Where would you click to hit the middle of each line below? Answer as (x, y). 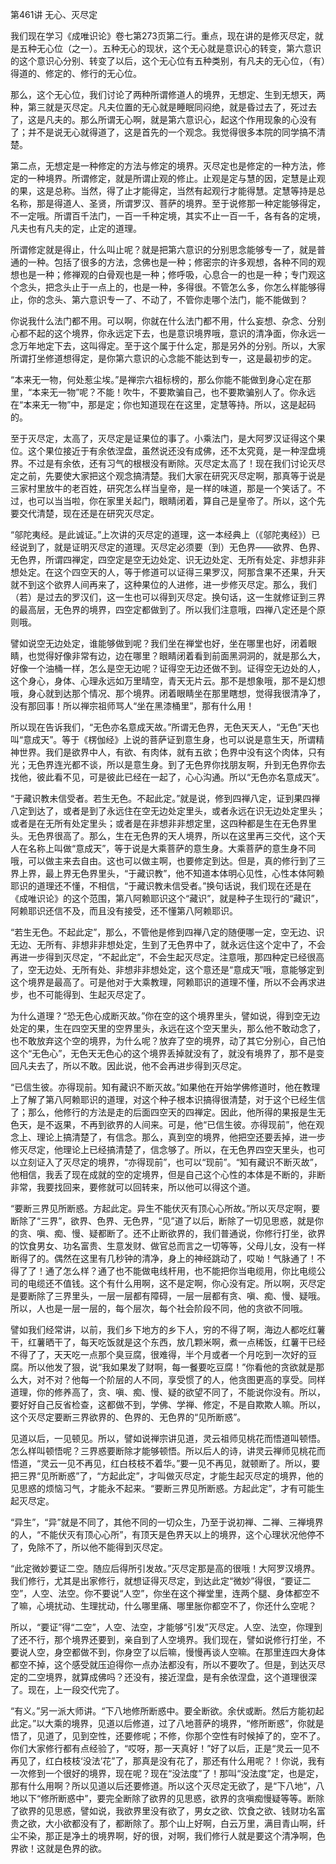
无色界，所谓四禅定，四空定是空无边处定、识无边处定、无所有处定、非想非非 (168, 559)
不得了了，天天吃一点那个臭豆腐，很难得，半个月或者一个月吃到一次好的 (159, 1354)
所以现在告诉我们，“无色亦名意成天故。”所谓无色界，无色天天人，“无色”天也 (165, 727)
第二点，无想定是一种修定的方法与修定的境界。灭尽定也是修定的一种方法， (163, 166)
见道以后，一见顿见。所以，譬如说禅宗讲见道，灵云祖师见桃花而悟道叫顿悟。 (168, 1438)
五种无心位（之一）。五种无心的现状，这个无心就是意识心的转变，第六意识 (170, 48)
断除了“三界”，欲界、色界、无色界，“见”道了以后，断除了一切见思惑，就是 (162, 1221)
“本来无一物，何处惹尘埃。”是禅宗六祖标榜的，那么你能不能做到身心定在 (156, 379)
